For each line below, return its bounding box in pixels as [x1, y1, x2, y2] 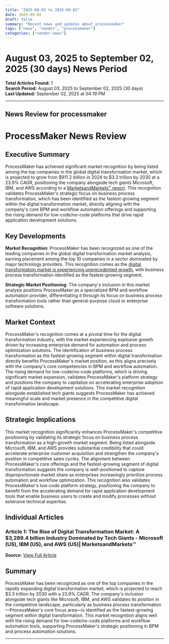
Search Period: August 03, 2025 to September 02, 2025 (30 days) [5, 85, 143, 91]
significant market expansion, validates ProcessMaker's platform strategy [5, 374, 157, 380]
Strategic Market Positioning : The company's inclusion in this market [5, 282, 150, 288]
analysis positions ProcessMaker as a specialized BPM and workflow [5, 287, 148, 293]
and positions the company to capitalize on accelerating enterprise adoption [5, 379, 163, 385]
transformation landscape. [5, 400, 60, 406]
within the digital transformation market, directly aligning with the [5, 201, 140, 207]
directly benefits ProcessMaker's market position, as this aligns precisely [5, 358, 157, 364]
